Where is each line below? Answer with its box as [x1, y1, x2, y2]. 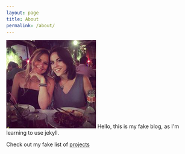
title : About [6, 16, 39, 22]
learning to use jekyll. [6, 129, 60, 136]
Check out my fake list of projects [6, 141, 90, 148]
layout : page [6, 10, 39, 16]
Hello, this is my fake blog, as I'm [97, 123, 180, 130]
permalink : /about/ [6, 22, 55, 28]
